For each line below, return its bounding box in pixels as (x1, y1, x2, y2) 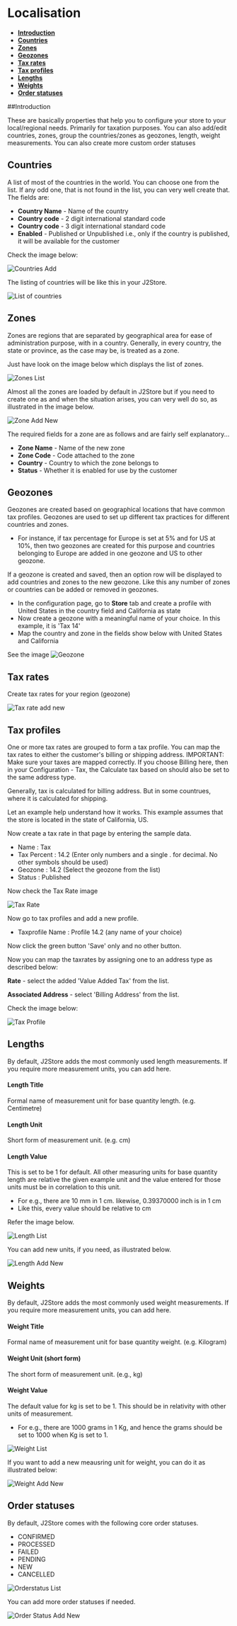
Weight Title (7, 1322, 45, 1331)
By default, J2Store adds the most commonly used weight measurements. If (7, 1298, 229, 1307)
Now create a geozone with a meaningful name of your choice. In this (17, 614, 221, 622)
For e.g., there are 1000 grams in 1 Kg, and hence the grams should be (17, 1423, 223, 1431)
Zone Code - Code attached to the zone (17, 451, 135, 460)
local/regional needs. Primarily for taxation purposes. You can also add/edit (7, 123, 227, 132)
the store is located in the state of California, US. (7, 816, 149, 824)
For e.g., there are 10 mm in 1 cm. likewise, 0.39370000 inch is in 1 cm (17, 1197, 221, 1205)
